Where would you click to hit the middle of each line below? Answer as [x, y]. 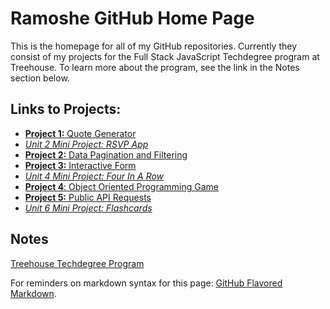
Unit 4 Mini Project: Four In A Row [94, 176]
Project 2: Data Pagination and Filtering [106, 154]
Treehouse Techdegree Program [77, 263]
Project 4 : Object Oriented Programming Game [122, 186]
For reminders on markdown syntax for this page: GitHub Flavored [146, 283]
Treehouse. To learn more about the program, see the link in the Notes [155, 67]
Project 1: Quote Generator [80, 133]
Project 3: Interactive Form [80, 165]
